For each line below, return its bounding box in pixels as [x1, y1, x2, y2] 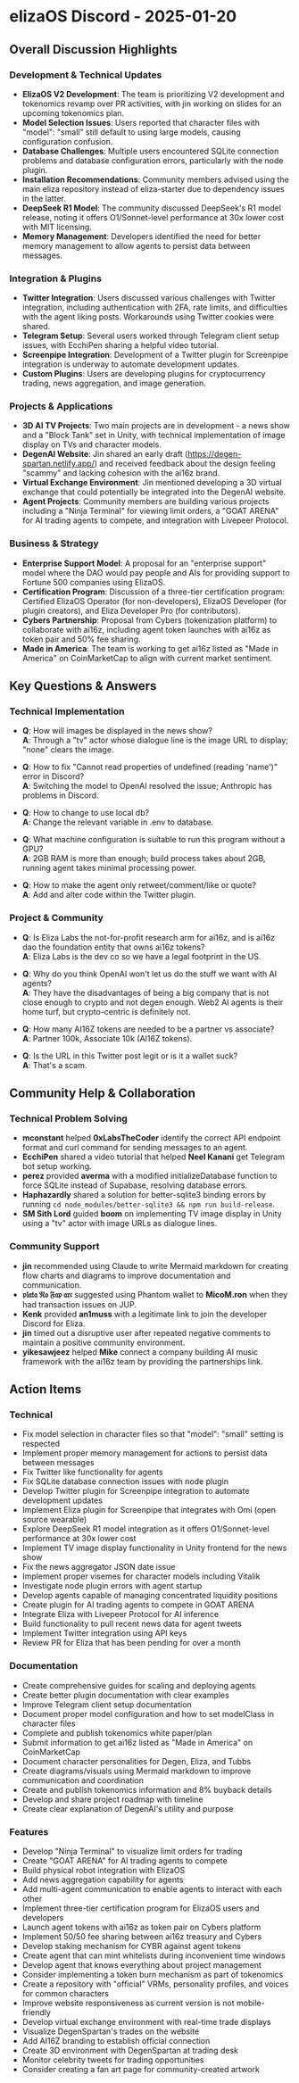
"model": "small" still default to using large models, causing [21, 127, 241, 137]
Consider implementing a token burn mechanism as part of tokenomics [21, 1970, 284, 1980]
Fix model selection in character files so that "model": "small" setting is [21, 1429, 284, 1440]
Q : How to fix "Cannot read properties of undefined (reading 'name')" [21, 761, 278, 773]
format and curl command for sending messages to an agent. [21, 1142, 248, 1153]
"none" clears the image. [21, 744, 114, 755]
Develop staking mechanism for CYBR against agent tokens [21, 1941, 241, 1952]
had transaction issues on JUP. [21, 1299, 137, 1309]
